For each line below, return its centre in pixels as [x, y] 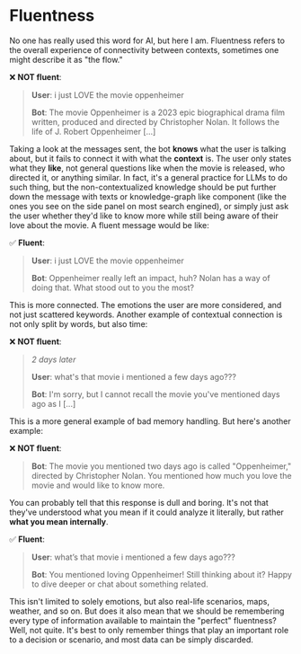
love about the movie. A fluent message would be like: [109, 225]
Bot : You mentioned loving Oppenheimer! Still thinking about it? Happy [161, 574]
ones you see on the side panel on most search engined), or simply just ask [149, 206]
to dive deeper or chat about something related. [120, 584]
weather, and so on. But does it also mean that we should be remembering [147, 611]
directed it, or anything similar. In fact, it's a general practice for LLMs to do [148, 177]
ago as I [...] [53, 403]
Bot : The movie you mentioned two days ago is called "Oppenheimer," [161, 466]
